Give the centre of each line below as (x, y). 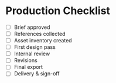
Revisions (25, 61)
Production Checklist (58, 11)
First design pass (35, 47)
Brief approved (32, 27)
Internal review (32, 54)
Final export (28, 67)
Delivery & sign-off (37, 74)
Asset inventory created (43, 41)
